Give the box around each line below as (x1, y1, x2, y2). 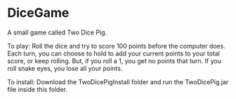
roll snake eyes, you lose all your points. (7, 64, 123, 72)
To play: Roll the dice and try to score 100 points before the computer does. (7, 41, 226, 50)
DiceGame (7, 5, 70, 21)
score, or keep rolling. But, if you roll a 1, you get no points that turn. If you (7, 56, 221, 65)
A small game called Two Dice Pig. (7, 28, 107, 37)
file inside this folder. (7, 85, 68, 93)
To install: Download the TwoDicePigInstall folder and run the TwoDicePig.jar (7, 77, 229, 86)
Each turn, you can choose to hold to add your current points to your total (7, 49, 220, 58)
